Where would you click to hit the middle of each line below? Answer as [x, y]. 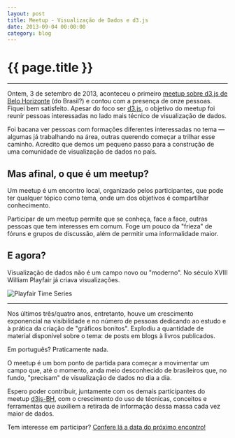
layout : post [26, 14]
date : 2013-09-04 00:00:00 [47, 27]
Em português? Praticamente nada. [58, 349]
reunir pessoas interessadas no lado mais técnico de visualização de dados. [117, 116]
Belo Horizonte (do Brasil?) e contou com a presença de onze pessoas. [109, 101]
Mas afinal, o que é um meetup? [78, 174]
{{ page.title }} [50, 68]
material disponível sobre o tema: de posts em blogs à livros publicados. [111, 335]
